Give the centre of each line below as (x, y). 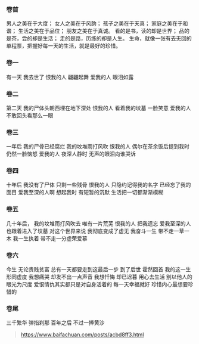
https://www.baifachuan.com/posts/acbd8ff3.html (82, 334)
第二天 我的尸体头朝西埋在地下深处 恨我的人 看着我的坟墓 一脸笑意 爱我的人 (99, 108)
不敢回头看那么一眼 (30, 115)
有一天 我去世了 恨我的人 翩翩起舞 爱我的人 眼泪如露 (70, 77)
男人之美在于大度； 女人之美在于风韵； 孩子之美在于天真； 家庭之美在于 (94, 24)
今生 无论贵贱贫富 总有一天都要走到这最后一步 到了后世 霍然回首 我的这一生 (99, 269)
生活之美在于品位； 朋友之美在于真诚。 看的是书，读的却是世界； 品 (101, 31)
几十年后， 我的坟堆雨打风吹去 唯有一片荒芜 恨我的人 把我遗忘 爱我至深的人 (99, 223)
